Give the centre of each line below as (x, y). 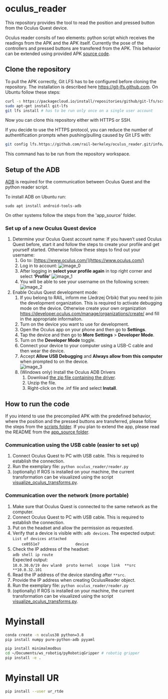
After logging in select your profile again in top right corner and (86, 271)
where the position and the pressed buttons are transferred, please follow (81, 421)
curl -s (13, 101)
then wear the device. (42, 351)
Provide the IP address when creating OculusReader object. (74, 580)
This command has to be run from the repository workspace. (68, 154)
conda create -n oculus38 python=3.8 (44, 635)
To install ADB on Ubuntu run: (36, 197)
